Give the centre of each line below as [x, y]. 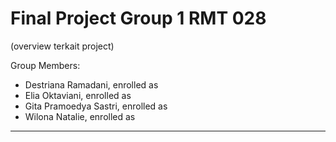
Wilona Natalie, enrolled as [80, 116]
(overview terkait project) [62, 46]
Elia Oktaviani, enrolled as [78, 95]
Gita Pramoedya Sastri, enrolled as [96, 106]
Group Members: [45, 65]
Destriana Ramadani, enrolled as [91, 84]
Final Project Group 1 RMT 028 [138, 18]
